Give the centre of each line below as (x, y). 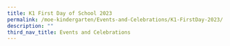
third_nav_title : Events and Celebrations (69, 32)
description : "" (30, 26)
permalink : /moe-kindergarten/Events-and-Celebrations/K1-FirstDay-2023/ (115, 20)
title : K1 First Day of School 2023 (60, 13)
